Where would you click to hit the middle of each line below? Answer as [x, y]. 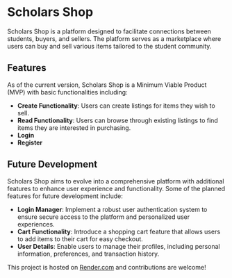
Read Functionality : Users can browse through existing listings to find [118, 120]
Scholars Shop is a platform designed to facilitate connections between [109, 31]
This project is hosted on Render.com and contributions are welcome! [107, 267]
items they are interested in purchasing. [74, 128]
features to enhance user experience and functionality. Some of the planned [116, 188]
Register [30, 142]
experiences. [36, 224]
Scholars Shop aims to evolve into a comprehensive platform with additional [116, 181]
